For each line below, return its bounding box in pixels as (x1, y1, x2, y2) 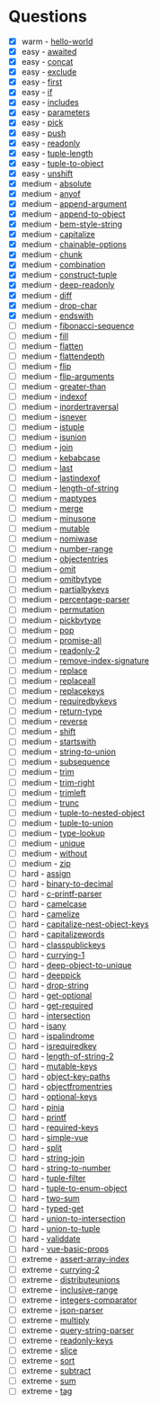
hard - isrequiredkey (21, 1041, 97, 1052)
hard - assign (21, 868, 71, 879)
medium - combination (21, 259, 106, 271)
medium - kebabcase (21, 452, 101, 463)
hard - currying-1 (21, 949, 85, 960)
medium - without (21, 848, 87, 858)
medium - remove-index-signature (21, 654, 150, 666)
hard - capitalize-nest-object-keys (21, 919, 149, 929)
